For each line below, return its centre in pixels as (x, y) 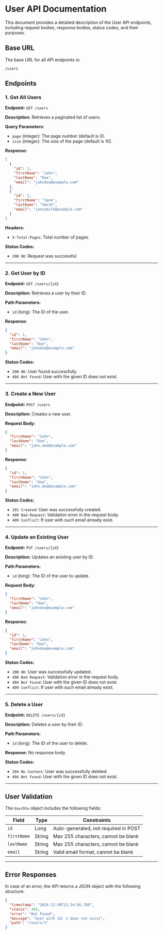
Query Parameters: (25, 127)
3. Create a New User (30, 394)
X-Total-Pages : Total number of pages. (51, 237)
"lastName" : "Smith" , (35, 205)
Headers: (15, 227)
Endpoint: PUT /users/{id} (32, 548)
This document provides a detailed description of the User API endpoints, (78, 22)
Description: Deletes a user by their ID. (44, 725)
